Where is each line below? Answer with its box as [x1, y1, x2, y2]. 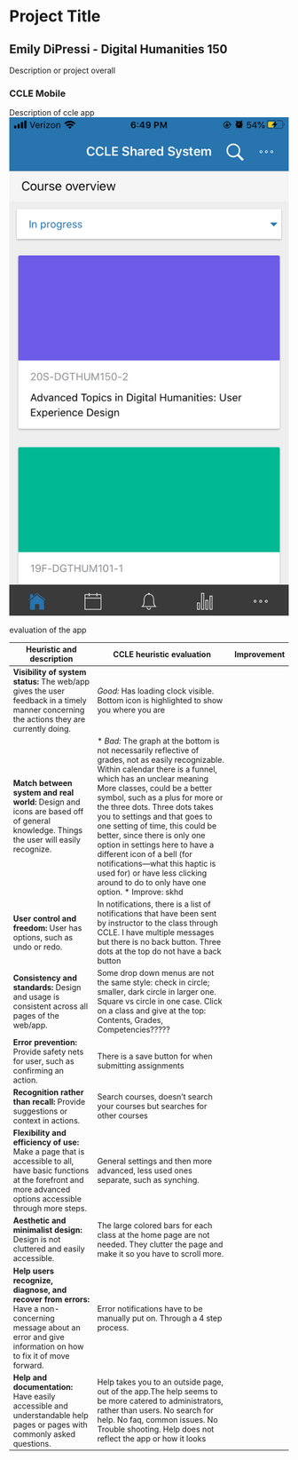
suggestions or [12, 1106, 68, 1116]
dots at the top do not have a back [97, 946, 222, 956]
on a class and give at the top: [97, 1005, 207, 1016]
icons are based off [12, 806, 84, 817]
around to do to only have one [97, 877, 207, 887]
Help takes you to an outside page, [97, 1377, 224, 1387]
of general [12, 815, 51, 827]
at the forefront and [12, 1175, 84, 1186]
